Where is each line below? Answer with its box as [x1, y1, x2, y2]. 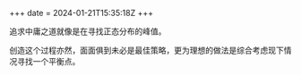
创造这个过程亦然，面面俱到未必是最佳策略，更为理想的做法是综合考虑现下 [9, 45, 284, 55]
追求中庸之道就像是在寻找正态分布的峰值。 [9, 26, 167, 37]
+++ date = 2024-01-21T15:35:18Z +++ [9, 8, 154, 18]
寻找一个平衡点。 [16, 56, 81, 66]
